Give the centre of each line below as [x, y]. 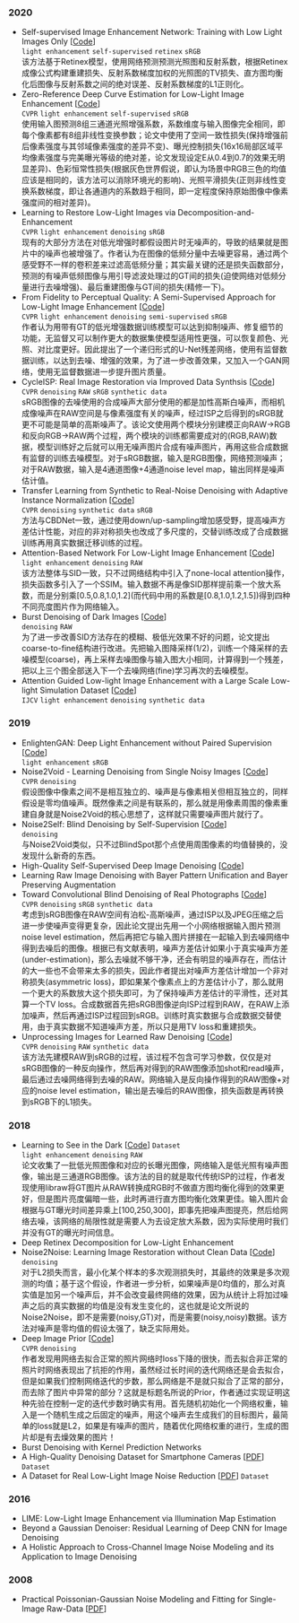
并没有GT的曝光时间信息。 [70, 1232]
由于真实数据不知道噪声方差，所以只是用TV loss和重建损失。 [149, 1026]
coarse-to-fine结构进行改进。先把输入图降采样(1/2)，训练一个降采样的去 [154, 649]
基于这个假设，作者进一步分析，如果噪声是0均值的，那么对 [169, 1283]
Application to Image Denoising [79, 1557]
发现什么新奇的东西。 [60, 855]
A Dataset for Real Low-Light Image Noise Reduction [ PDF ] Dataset [145, 1475]
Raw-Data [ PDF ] [77, 1609]
